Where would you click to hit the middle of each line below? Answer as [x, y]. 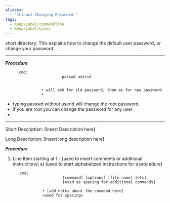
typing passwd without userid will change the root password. [76, 104]
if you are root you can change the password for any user [73, 109]
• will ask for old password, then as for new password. [103, 90]
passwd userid [77, 77]
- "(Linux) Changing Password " [44, 15]
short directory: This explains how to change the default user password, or [83, 43]
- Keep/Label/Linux [30, 29]
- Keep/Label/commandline [37, 24]
